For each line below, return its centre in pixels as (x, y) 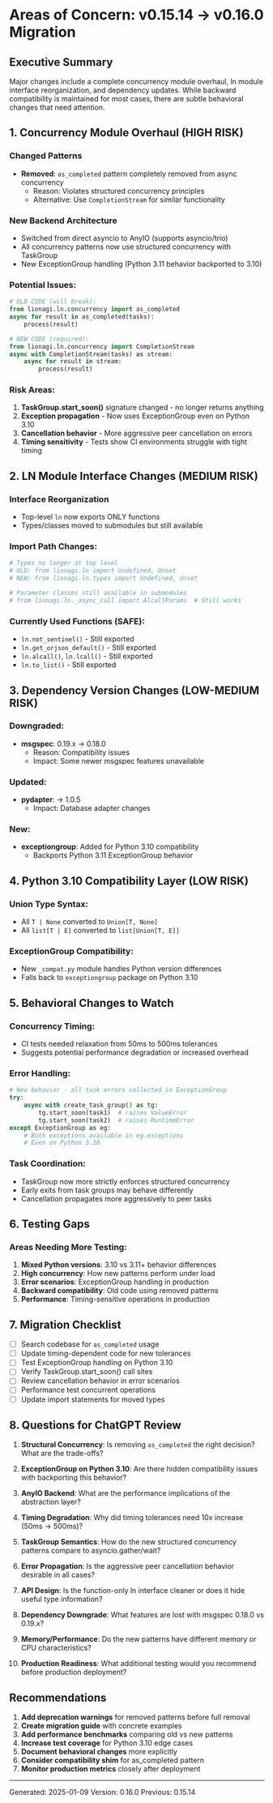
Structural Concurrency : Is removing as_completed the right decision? (138, 1445)
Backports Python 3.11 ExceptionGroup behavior (113, 855)
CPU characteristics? (56, 1648)
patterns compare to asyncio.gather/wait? (91, 1551)
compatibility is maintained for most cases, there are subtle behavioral (126, 99)
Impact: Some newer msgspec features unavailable (119, 760)
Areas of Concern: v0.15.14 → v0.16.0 (136, 15)
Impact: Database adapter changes (92, 808)
